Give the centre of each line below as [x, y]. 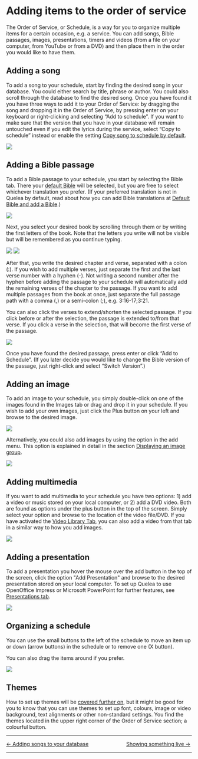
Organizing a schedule [48, 626]
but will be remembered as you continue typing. [64, 239]
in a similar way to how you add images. [55, 528]
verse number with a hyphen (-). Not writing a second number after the [92, 275]
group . [14, 452]
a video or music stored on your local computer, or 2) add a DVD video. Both [99, 502]
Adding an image [38, 384]
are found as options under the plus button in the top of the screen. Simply [97, 509]
